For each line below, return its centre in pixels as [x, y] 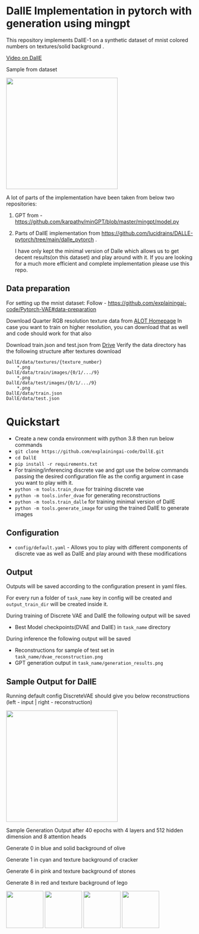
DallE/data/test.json [33, 398]
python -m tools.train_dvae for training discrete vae [79, 489]
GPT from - [29, 215]
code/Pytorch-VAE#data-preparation [51, 309]
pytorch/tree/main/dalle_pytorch [54, 239]
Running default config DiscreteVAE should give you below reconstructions [98, 696]
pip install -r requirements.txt [56, 464]
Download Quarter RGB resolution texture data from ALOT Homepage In [94, 321]
